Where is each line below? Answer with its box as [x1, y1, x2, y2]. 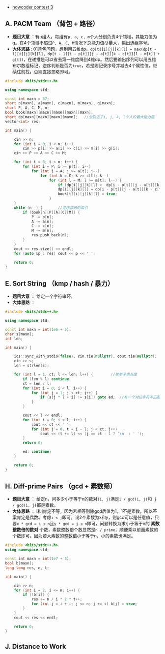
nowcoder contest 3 [12, 4, 53, 10]
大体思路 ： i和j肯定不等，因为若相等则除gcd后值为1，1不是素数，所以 [12, 508, 153, 514]
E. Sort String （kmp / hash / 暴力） [5, 279, 114, 287]
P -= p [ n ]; [31, 214, 54, 219]
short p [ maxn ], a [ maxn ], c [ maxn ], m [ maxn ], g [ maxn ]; [5, 101, 115, 106]
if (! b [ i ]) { [23, 592, 50, 597]
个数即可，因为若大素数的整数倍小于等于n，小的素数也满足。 [12, 533, 136, 539]
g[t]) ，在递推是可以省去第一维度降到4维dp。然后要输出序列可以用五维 [12, 56, 156, 62]
